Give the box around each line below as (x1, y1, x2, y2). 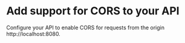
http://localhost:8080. (6, 30, 60, 37)
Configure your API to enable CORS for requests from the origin (6, 24, 165, 31)
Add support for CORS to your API (6, 4, 180, 18)
